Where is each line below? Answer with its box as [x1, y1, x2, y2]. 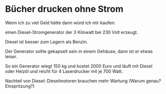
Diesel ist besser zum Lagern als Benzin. [5, 38, 88, 45]
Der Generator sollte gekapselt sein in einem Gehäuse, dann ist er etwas [5, 48, 153, 54]
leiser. [5, 53, 17, 60]
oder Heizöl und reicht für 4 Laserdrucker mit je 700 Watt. [5, 68, 123, 74]
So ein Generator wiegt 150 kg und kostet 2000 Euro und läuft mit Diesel [5, 63, 153, 69]
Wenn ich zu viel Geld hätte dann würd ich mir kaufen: [5, 20, 115, 26]
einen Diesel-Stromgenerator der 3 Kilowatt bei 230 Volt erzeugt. [5, 29, 138, 35]
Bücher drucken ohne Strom [5, 3, 124, 15]
